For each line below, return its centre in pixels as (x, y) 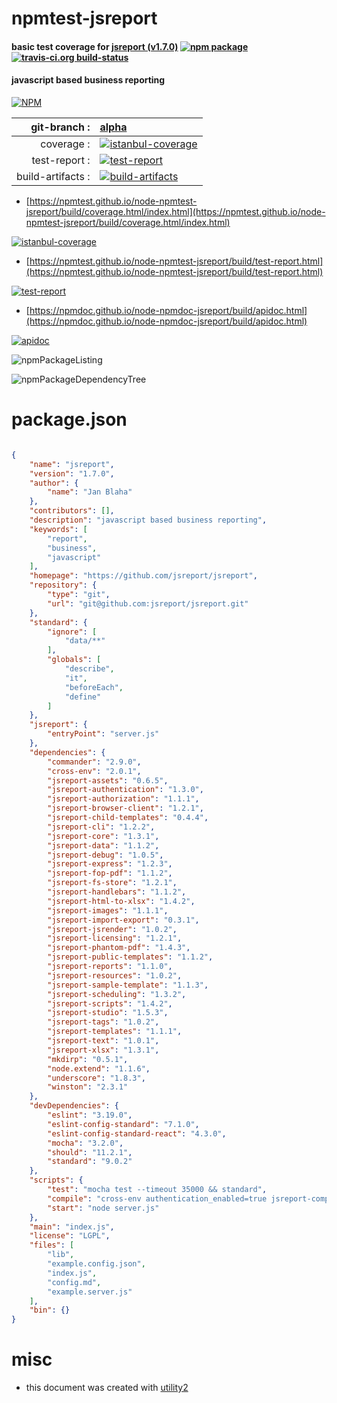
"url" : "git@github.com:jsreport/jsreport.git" (148, 603)
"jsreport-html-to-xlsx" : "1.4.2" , (121, 901)
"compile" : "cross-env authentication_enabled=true (157, 1198)
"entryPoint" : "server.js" (103, 734)
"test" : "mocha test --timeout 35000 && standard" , (157, 1190)
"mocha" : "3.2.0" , (85, 1143)
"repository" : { (63, 585)
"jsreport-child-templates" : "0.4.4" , (128, 818)
